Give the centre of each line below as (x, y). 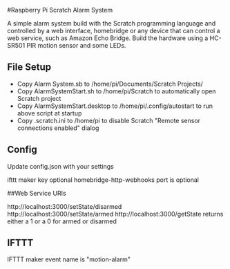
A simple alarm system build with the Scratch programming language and (112, 23)
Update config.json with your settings (60, 166)
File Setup (29, 67)
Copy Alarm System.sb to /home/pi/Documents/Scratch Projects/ (110, 84)
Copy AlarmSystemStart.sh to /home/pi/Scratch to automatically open (116, 91)
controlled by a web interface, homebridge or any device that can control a (114, 31)
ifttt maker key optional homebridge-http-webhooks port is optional (103, 180)
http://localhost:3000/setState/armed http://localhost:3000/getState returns (115, 214)
